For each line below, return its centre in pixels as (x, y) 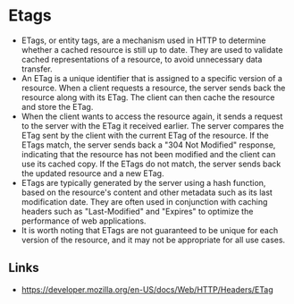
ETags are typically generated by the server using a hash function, (143, 182)
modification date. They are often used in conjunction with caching (144, 201)
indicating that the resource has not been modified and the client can (148, 154)
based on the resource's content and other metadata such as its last (147, 192)
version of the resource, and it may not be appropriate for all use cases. (153, 240)
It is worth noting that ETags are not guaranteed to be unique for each (150, 230)
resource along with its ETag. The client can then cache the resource (148, 97)
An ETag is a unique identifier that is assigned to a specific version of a (152, 78)
